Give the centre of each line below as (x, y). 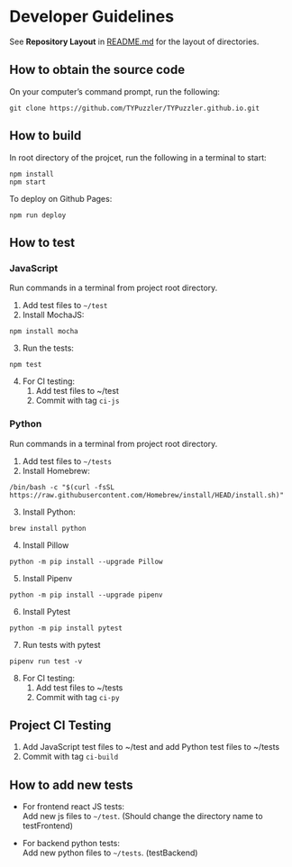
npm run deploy (38, 215)
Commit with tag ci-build (70, 757)
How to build (46, 136)
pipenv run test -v (46, 661)
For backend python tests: (71, 844)
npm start (28, 182)
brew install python (48, 528)
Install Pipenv (47, 578)
